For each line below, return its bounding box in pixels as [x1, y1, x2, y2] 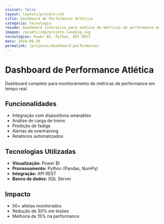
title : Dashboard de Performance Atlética [5, 16, 93, 21]
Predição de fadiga [12, 123, 51, 129]
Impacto [5, 190, 31, 198]
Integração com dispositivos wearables [12, 112, 91, 118]
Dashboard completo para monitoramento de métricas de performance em [5, 80, 155, 86]
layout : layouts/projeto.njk [5, 12, 64, 17]
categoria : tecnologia [5, 20, 51, 26]
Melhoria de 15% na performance [12, 213, 80, 219]
